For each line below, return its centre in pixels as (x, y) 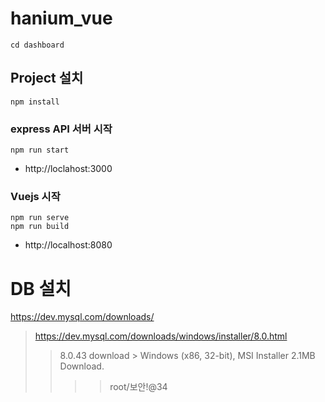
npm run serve (40, 218)
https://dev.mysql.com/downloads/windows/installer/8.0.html (161, 336)
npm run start (40, 150)
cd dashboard (37, 45)
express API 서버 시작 (61, 129)
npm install (35, 102)
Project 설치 (47, 78)
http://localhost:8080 (68, 245)
